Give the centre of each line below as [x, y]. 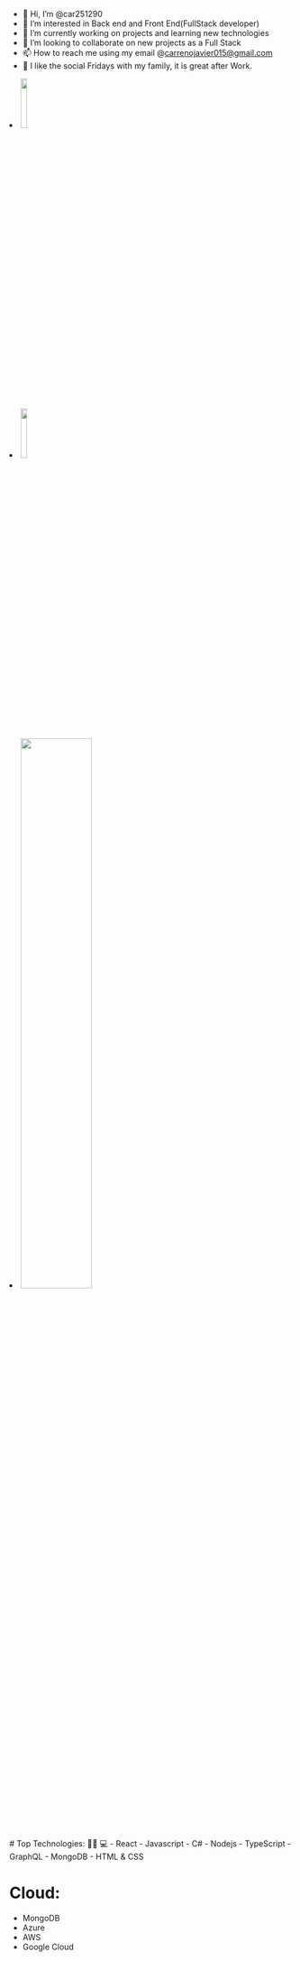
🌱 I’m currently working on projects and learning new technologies [145, 33]
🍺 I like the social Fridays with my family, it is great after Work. [137, 66]
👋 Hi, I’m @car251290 [63, 14]
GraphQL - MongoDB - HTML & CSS [77, 1856]
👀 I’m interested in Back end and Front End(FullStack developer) [141, 23]
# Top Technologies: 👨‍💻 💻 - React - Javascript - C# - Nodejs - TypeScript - [150, 1844]
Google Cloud [48, 1947]
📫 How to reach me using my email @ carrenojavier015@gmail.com [147, 53]
